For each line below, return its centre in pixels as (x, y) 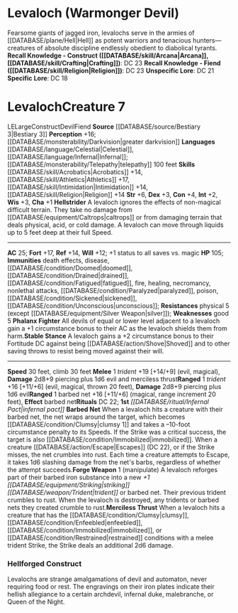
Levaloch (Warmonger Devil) (93, 13)
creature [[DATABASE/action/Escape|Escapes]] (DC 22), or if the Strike (111, 447)
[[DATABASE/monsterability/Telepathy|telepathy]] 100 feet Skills (101, 164)
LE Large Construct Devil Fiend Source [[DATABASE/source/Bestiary (104, 127)
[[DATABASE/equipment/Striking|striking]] (69, 484)
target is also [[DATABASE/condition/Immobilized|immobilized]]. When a (113, 439)
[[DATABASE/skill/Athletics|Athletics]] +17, (68, 179)
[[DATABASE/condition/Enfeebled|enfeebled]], (75, 522)
